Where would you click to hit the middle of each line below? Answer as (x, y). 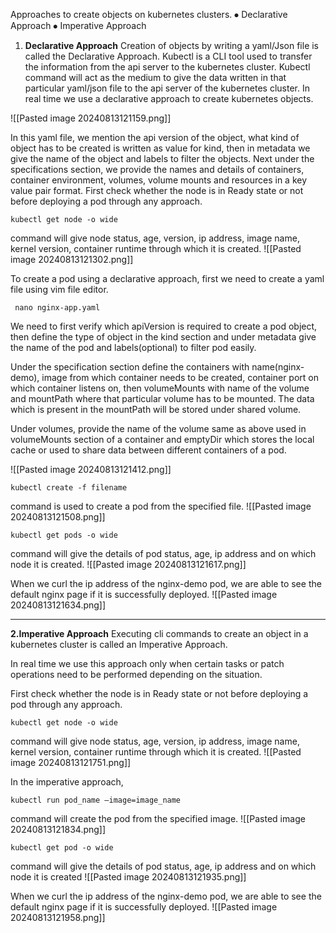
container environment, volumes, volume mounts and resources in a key (159, 180)
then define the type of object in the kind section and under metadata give (163, 337)
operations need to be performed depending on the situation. (136, 674)
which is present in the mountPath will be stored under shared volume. (156, 409)
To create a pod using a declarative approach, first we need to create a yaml (167, 278)
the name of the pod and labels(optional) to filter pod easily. (133, 347)
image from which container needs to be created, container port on (180, 377)
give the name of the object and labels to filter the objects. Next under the (162, 158)
